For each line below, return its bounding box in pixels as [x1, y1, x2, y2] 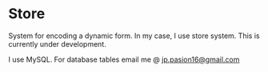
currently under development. [8, 39, 106, 48]
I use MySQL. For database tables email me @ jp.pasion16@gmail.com [8, 55, 240, 64]
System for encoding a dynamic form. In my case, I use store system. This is [8, 31, 260, 40]
